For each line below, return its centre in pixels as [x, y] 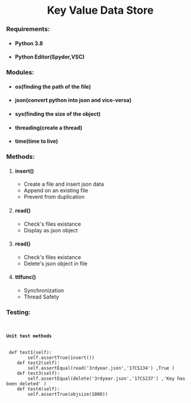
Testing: [19, 312]
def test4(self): [38, 389]
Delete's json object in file [56, 263]
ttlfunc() [25, 277]
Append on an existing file [56, 190]
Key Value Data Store [100, 10]
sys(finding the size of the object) [58, 114]
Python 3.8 [29, 43]
